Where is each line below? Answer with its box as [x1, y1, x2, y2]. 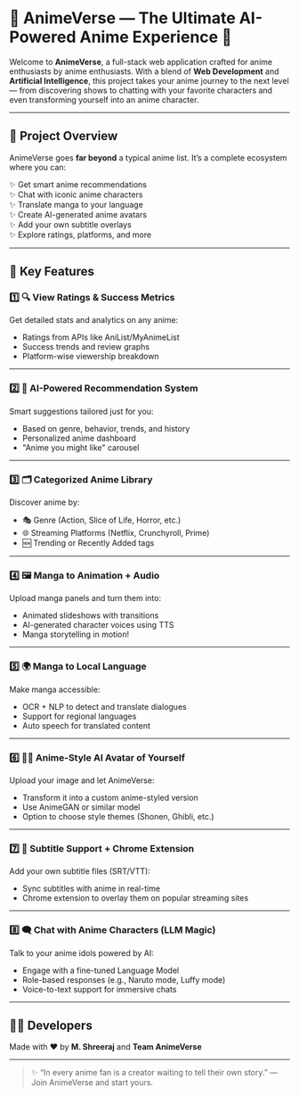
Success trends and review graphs [21, 342, 149, 352]
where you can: [9, 161, 67, 172]
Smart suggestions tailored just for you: [9, 406, 154, 416]
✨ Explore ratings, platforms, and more [9, 229, 152, 240]
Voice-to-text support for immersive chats [21, 984, 177, 994]
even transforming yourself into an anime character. [9, 94, 199, 105]
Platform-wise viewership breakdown [21, 351, 159, 362]
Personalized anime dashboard [21, 433, 136, 443]
